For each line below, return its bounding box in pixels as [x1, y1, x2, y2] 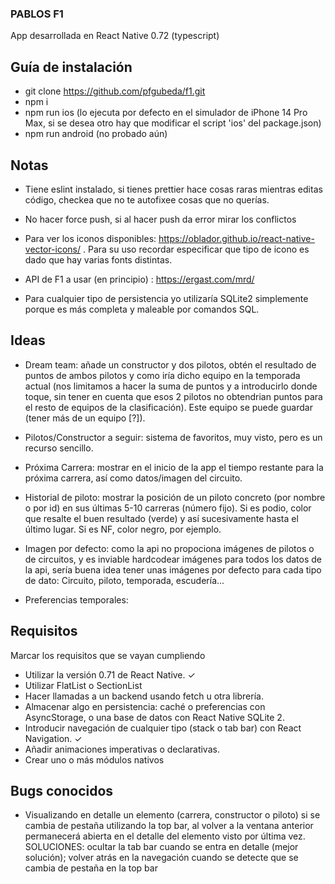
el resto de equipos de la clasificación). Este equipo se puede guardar [24, 401, 313, 413]
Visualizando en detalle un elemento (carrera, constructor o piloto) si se [24, 809, 321, 821]
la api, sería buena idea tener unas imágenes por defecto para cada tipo [24, 563, 322, 576]
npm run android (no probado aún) [24, 128, 168, 140]
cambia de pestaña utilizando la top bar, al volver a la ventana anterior [24, 820, 314, 832]
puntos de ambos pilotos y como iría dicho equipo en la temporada [24, 369, 301, 381]
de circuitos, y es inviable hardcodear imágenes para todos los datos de [24, 553, 323, 565]
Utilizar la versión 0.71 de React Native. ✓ [24, 668, 196, 681]
